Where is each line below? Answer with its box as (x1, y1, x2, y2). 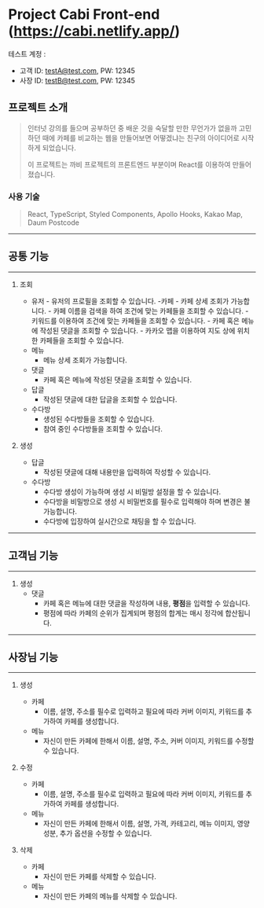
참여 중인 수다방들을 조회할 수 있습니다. (42, 424, 163, 433)
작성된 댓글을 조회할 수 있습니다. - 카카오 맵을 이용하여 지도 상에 (39, 325, 236, 335)
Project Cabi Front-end (8, 6, 160, 24)
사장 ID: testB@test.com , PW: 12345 (19, 75, 136, 85)
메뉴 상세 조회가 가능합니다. (42, 355, 127, 365)
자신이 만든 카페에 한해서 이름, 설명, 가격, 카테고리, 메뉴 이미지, (42, 819, 236, 829)
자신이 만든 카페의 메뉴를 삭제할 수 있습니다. (42, 891, 178, 901)
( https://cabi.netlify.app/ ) (8, 22, 181, 40)
